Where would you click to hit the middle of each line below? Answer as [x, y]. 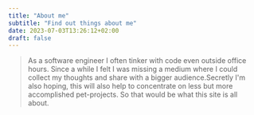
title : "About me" [39, 16]
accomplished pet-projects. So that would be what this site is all [133, 95]
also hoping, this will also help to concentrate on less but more [130, 86]
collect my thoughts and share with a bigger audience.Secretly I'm [137, 77]
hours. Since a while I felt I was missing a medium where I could [133, 69]
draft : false [30, 38]
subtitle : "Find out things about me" [72, 23]
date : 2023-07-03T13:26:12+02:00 [64, 30]
